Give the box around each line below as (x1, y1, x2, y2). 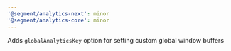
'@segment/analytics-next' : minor (7, 10, 110, 17)
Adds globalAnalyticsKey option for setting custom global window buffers (7, 36, 225, 44)
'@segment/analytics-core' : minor (7, 17, 110, 24)
